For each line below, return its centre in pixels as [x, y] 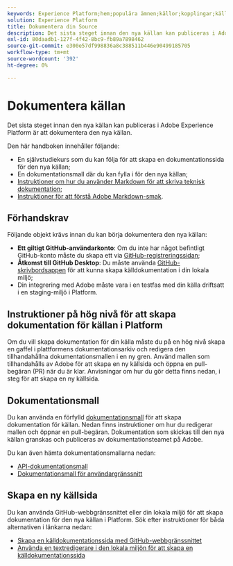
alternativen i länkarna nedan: [50, 527]
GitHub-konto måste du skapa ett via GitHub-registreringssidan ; [109, 256]
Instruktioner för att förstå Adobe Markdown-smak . [90, 196]
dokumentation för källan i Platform [85, 325]
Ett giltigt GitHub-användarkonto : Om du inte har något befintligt [111, 248]
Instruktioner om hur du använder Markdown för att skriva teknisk [111, 181]
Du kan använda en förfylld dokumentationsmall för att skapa [94, 417]
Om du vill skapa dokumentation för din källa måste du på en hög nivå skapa [116, 342]
